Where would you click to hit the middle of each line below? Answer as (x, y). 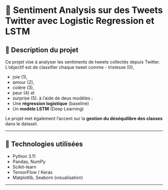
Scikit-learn (24, 166)
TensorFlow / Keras (32, 172)
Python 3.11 (24, 156)
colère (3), (23, 87)
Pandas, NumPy (29, 161)
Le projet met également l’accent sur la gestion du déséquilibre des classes (84, 118)
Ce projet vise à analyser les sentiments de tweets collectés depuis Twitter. (83, 62)
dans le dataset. (22, 124)
